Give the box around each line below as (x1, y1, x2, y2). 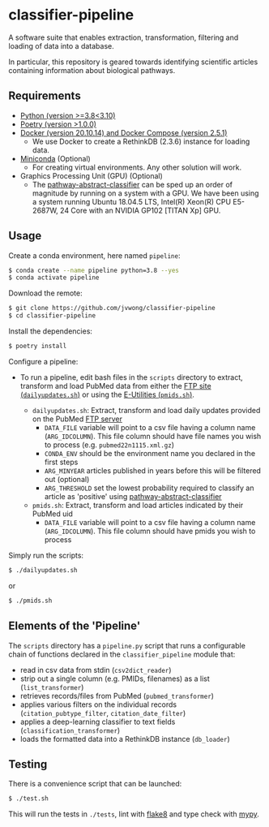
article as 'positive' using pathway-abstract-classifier (44, 491, 222, 501)
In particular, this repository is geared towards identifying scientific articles (8, 57, 258, 67)
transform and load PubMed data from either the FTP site (19, 381, 212, 390)
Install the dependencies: (8, 326, 93, 336)
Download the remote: (8, 288, 83, 298)
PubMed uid (32, 509, 73, 519)
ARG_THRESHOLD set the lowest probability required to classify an (44, 483, 254, 493)
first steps (44, 457, 79, 467)
